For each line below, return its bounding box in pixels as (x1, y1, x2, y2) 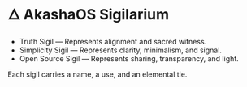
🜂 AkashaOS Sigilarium (7, 6, 170, 24)
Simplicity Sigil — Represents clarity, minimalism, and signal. (19, 45, 223, 55)
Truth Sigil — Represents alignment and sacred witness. (19, 36, 207, 46)
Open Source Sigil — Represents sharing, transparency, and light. (19, 53, 239, 63)
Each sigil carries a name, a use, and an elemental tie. (7, 69, 188, 79)
